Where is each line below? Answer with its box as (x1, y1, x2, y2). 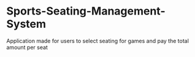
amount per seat (6, 44, 48, 51)
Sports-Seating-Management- (6, 4, 166, 18)
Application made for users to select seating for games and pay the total (6, 37, 189, 44)
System (6, 17, 47, 31)
